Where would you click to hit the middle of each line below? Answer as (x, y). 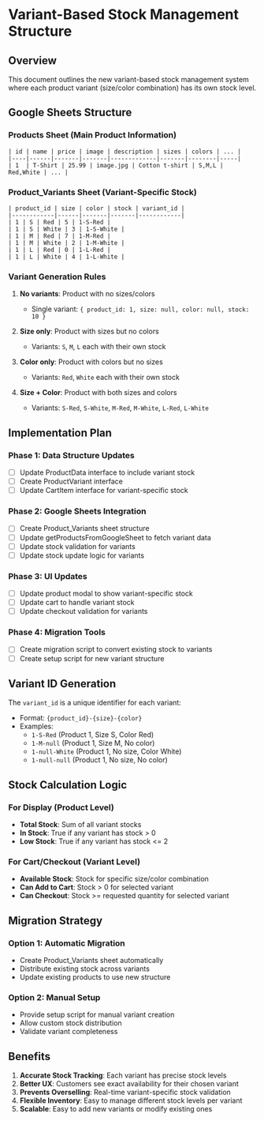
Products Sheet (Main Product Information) (93, 135)
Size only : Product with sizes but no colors (89, 331)
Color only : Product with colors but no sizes (91, 362)
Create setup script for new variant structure (92, 658)
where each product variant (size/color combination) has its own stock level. (132, 88)
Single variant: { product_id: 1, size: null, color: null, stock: (140, 309)
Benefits (30, 1056)
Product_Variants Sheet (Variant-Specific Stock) (102, 192)
